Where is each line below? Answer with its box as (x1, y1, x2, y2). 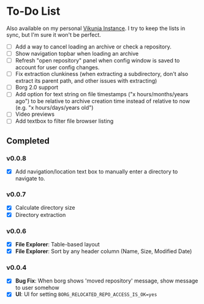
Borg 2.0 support (15, 84, 59, 91)
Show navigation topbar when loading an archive (15, 50, 139, 57)
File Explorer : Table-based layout (15, 240, 100, 248)
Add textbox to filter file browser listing (15, 118, 114, 125)
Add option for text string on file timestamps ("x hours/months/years (15, 91, 189, 98)
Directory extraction (15, 211, 66, 218)
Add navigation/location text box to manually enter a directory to (15, 168, 178, 175)
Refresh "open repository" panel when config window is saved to (15, 57, 180, 64)
